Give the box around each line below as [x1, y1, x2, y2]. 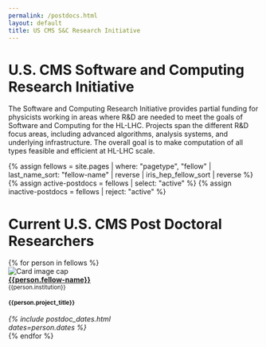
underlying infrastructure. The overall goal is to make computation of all [8, 138, 244, 147]
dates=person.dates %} [8, 323, 88, 333]
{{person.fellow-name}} [8, 275, 92, 285]
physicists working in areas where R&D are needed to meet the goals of [8, 112, 243, 122]
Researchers [8, 232, 95, 250]
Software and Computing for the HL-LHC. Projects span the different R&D [8, 121, 249, 131]
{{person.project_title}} [8, 299, 76, 307]
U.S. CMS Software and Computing [8, 60, 244, 79]
